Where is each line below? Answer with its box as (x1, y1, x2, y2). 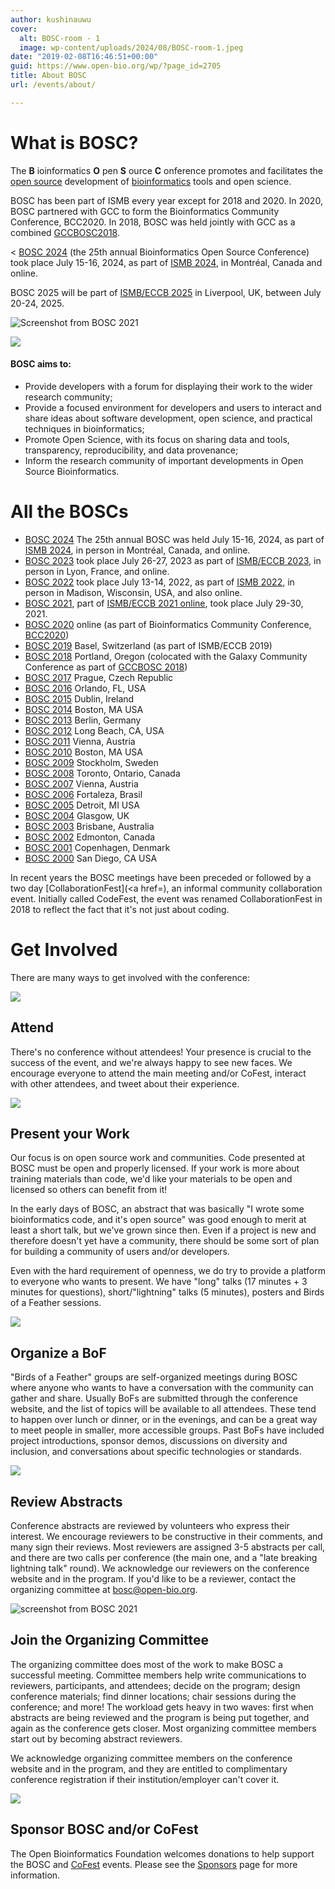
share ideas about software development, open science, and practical (24, 412, 313, 424)
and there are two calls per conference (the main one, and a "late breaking (10, 1552, 318, 1564)
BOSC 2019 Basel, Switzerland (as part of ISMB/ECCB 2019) (24, 639, 273, 651)
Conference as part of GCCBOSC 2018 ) (24, 661, 188, 673)
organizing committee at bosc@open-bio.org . (10, 1584, 198, 1596)
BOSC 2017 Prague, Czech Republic (24, 671, 174, 683)
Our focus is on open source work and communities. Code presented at (10, 1152, 305, 1164)
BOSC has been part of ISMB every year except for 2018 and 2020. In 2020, (10, 194, 323, 206)
